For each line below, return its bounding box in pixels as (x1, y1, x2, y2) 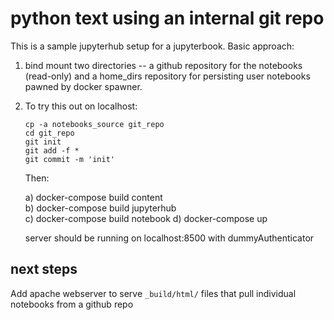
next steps (10, 261, 78, 278)
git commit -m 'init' (24, 154, 115, 164)
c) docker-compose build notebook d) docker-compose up (24, 212, 268, 224)
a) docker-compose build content (24, 191, 163, 203)
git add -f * (24, 145, 80, 156)
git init (24, 137, 62, 147)
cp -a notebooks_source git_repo (24, 119, 165, 129)
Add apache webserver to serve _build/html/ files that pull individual (10, 287, 297, 299)
